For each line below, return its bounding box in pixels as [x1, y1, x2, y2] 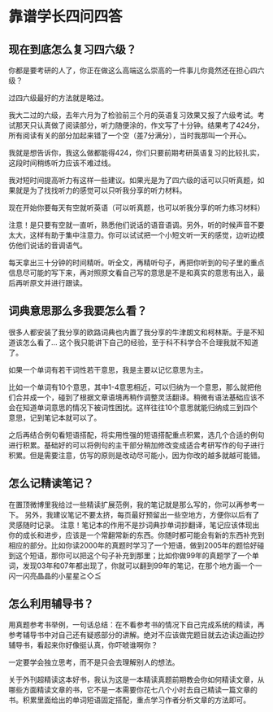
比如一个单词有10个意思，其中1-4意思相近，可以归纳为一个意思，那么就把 [8, 382, 254, 391]
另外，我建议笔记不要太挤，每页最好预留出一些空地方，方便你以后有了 [24, 509, 260, 519]
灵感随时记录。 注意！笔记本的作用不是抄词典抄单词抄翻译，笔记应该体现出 [8, 520, 260, 530]
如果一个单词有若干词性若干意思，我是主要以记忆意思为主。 [8, 365, 208, 374]
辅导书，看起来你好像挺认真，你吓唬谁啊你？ [8, 640, 158, 650]
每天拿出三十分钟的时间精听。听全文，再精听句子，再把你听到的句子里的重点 [8, 258, 265, 267]
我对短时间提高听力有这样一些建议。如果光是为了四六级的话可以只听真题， [8, 176, 258, 185]
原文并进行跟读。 [29, 278, 87, 287]
